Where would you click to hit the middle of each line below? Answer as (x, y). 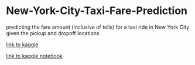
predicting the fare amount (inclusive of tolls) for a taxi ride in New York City (98, 27)
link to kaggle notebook (34, 56)
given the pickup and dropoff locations (53, 33)
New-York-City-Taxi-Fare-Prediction (97, 11)
